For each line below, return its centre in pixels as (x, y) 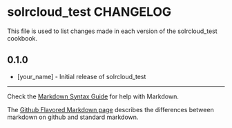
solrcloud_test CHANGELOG (89, 12)
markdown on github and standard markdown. (73, 117)
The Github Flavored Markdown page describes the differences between (110, 109)
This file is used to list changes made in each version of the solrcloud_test (112, 31)
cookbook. (22, 38)
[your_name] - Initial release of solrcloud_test (81, 76)
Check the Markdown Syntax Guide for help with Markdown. (93, 96)
